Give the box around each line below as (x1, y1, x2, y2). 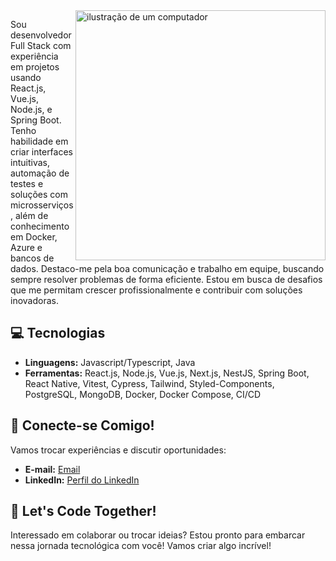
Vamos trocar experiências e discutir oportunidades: (10, 444, 227, 456)
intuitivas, (10, 157, 50, 168)
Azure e (10, 242, 43, 253)
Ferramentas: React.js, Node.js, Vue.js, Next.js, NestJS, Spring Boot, (24, 367, 310, 379)
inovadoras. (10, 295, 59, 306)
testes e (10, 178, 44, 189)
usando (10, 72, 42, 83)
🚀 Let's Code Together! (10, 503, 157, 520)
